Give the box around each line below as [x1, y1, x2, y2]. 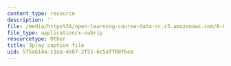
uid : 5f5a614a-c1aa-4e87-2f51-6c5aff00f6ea [7, 49, 134, 56]
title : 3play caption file [7, 42, 85, 49]
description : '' [7, 16, 54, 23]
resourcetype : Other [7, 36, 67, 43]
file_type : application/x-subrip [7, 29, 103, 36]
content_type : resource [7, 10, 76, 17]
